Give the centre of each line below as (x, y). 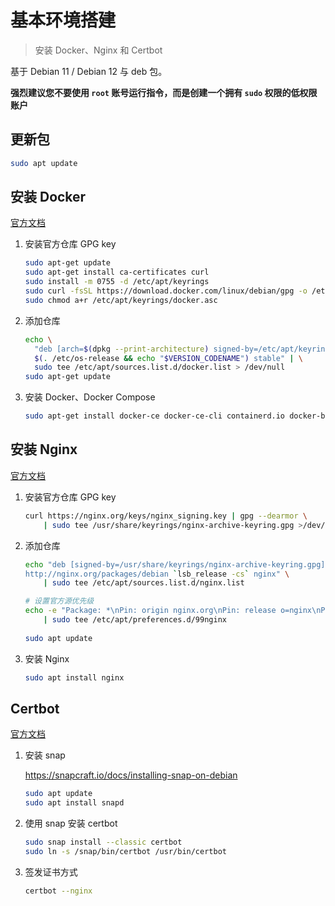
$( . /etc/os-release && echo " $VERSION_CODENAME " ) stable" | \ (168, 358)
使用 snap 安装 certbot (71, 823)
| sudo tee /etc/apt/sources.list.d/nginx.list (144, 583)
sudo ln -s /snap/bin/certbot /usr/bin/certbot (125, 851)
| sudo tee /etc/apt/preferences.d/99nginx (135, 620)
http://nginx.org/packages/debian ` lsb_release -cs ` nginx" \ (157, 574)
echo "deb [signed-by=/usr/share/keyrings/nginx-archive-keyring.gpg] (175, 564)
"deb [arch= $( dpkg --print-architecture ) (122, 349)
